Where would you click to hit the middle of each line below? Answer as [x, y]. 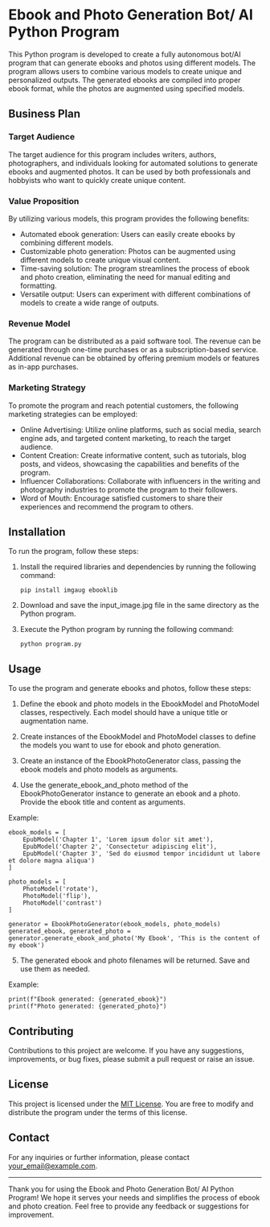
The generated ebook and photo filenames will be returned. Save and [135, 960]
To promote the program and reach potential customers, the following [123, 406]
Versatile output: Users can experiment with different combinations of [135, 294]
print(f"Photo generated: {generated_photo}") [88, 1007]
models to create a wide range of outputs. [89, 302]
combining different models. [67, 243]
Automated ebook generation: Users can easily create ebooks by [127, 234]
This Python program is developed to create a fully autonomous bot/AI [125, 54]
